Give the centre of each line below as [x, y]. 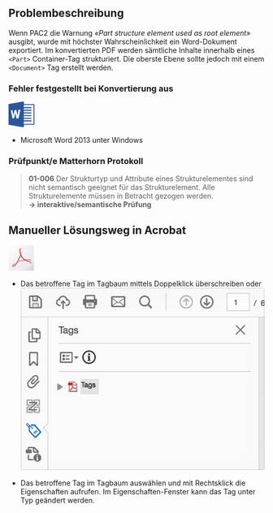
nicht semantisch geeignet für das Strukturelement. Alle [121, 188]
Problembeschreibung [66, 13]
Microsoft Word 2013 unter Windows [82, 140]
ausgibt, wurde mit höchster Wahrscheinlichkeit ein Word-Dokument [123, 41]
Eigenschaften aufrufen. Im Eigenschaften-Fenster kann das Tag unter [138, 492]
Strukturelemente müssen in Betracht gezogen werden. [121, 196]
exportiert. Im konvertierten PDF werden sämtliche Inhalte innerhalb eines [132, 50]
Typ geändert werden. [57, 500]
